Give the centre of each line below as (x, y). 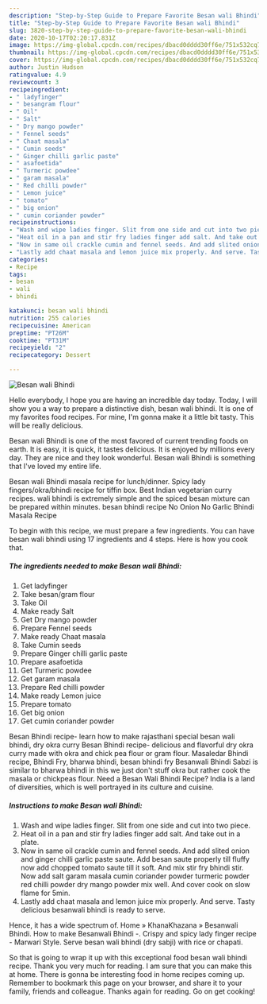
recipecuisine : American (50, 326)
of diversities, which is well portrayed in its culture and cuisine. (112, 787)
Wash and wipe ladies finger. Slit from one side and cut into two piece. (135, 825)
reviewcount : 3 (34, 82)
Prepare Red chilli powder (63, 687)
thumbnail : (27, 52)
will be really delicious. (46, 425)
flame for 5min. (45, 893)
